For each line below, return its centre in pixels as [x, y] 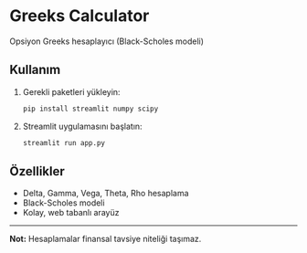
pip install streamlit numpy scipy [90, 109]
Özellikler [37, 171]
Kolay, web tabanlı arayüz [71, 213]
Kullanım [35, 70]
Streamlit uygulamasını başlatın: [83, 126]
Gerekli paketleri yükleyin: [71, 91]
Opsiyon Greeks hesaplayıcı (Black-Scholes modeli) [106, 41]
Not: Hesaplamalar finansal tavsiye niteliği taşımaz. [106, 239]
